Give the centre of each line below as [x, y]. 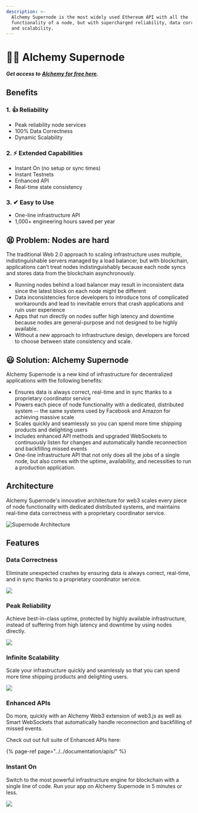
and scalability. [33, 28]
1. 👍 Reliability [27, 110]
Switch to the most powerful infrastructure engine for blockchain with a [93, 780]
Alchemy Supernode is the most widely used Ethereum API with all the [100, 17]
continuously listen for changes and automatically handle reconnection [100, 442]
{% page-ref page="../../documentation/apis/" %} [66, 751]
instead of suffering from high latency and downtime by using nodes [89, 625]
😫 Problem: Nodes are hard [58, 240]
